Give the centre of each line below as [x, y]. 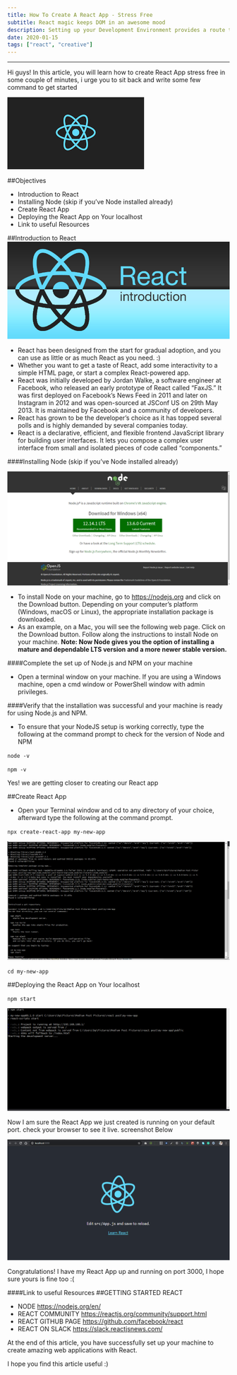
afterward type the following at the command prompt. [95, 817]
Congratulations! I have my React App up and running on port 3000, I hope [116, 1271]
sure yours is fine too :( [41, 1279]
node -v [19, 756]
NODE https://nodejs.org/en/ [59, 1306]
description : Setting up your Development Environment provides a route [116, 30]
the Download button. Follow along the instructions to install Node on [118, 634]
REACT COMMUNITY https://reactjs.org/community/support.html [112, 1313]
